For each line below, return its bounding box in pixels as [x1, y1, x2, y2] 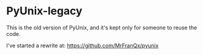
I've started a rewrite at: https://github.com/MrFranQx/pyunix [6, 42, 159, 49]
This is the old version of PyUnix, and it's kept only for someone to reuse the [6, 24, 198, 31]
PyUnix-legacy [6, 4, 83, 18]
